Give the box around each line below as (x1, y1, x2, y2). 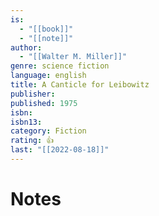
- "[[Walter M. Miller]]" (19, 52, 128, 62)
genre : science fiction (10, 61, 110, 71)
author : (10, 42, 43, 53)
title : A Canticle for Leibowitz (10, 80, 150, 90)
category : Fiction (10, 126, 87, 136)
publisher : (10, 89, 56, 99)
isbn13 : (10, 117, 43, 127)
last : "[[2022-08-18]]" (10, 145, 110, 155)
